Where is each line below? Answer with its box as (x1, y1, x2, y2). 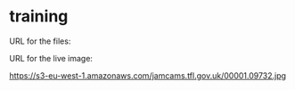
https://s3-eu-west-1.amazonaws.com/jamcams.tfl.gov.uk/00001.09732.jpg (9, 70, 287, 81)
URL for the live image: (9, 53, 94, 63)
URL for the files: (9, 36, 71, 46)
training (9, 6, 69, 27)
